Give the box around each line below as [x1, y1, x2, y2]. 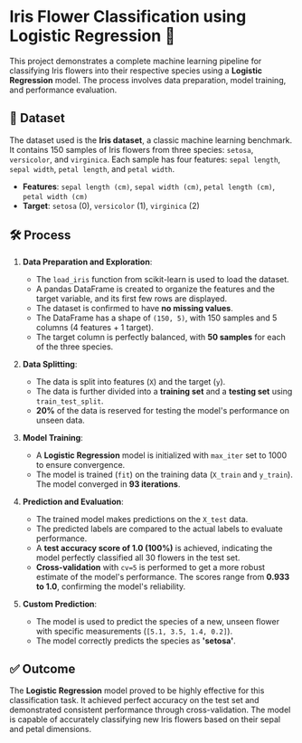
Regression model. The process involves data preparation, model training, [9, 74, 287, 85]
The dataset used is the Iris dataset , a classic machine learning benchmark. [9, 134, 293, 146]
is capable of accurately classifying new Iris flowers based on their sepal [9, 714, 281, 725]
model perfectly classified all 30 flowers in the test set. [35, 552, 241, 563]
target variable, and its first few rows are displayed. [35, 292, 228, 304]
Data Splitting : [22, 358, 78, 369]
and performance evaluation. [9, 84, 118, 95]
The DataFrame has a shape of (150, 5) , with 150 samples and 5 [35, 312, 278, 323]
